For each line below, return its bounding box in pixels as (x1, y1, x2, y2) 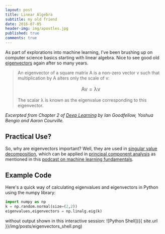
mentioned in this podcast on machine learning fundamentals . (5, 157, 134, 163)
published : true (5, 31, 39, 36)
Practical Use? (5, 132, 52, 141)
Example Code (5, 171, 52, 179)
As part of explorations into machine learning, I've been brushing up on (5, 49, 153, 55)
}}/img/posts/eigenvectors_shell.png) (5, 223, 82, 229)
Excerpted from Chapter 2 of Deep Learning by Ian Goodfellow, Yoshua (5, 112, 153, 118)
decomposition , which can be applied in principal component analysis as (5, 151, 156, 157)
